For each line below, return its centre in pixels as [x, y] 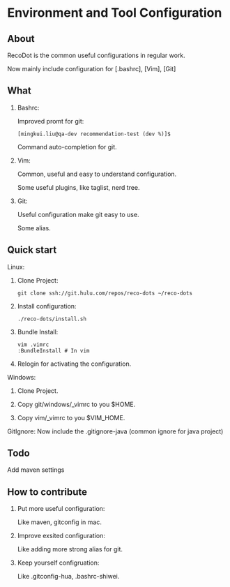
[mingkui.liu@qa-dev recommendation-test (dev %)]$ [94, 134]
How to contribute [47, 492]
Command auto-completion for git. [67, 147]
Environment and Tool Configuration [115, 13]
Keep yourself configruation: [58, 563]
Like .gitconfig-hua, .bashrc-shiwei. [68, 577]
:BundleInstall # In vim [53, 350]
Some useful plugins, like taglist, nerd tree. [79, 187]
